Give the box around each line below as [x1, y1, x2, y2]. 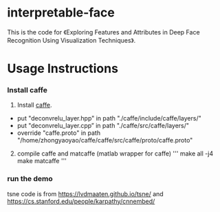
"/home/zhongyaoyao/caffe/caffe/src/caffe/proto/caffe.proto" [16, 136, 193, 145]
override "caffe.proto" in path [16, 129, 101, 137]
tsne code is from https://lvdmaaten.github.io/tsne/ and [7, 189, 164, 198]
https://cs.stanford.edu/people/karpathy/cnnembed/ [7, 197, 155, 205]
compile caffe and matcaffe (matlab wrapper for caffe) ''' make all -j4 [16, 149, 214, 158]
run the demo [7, 174, 53, 184]
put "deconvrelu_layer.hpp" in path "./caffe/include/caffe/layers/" [16, 114, 201, 123]
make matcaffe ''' [16, 157, 67, 165]
